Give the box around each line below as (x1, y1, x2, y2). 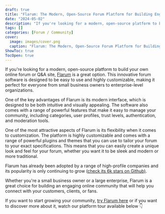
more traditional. (5, 153, 38, 159)
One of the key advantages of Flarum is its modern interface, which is (5, 97, 146, 103)
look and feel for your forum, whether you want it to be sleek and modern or (5, 148, 159, 154)
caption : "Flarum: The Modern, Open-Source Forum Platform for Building (9, 44, 162, 49)
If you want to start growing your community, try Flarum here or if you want (5, 198, 157, 204)
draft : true (5, 7, 29, 12)
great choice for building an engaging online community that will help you (5, 183, 154, 189)
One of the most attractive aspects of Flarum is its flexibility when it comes (5, 127, 156, 133)
